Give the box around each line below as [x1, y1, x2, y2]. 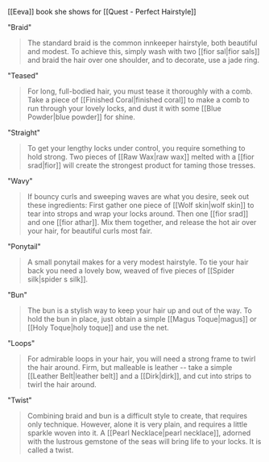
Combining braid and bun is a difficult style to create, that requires [27, 411, 247, 420]
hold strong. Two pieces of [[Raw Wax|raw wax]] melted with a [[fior [27, 152, 255, 161]
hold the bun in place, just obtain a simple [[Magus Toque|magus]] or [27, 314, 257, 323]
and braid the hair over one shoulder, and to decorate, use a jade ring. [27, 56, 259, 65]
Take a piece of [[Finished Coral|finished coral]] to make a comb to [27, 95, 250, 104]
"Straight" [7, 128, 41, 137]
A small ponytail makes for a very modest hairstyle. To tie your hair [27, 257, 249, 267]
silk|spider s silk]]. [27, 274, 89, 284]
